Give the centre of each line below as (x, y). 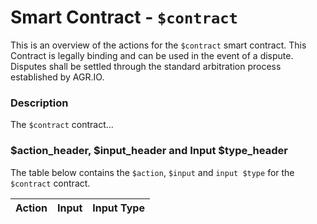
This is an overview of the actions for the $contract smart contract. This (158, 45)
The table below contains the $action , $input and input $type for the (152, 172)
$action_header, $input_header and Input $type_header (149, 151)
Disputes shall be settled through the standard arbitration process (146, 66)
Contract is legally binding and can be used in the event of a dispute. (152, 55)
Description (39, 103)
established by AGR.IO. (57, 77)
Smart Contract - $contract (124, 17)
